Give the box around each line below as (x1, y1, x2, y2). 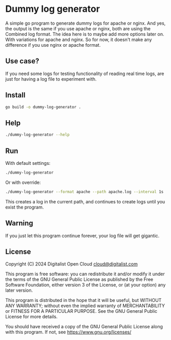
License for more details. (5, 314, 58, 320)
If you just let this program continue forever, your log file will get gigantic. (5, 232, 160, 239)
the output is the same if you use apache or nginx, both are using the (5, 25, 151, 31)
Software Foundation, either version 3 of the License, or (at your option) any (5, 282, 166, 288)
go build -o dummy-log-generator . (5, 104, 81, 109)
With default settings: (5, 160, 51, 166)
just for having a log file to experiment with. (5, 75, 97, 82)
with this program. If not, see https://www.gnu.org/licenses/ (5, 329, 132, 335)
